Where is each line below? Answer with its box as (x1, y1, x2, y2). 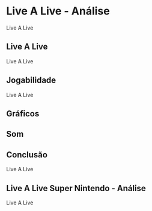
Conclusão (6, 150, 48, 160)
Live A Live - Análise (6, 4, 110, 18)
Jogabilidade (6, 75, 56, 86)
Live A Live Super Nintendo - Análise (6, 183, 146, 194)
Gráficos (6, 109, 40, 119)
